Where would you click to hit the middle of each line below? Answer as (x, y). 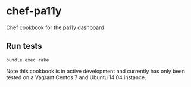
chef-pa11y (34, 11)
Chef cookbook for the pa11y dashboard (55, 27)
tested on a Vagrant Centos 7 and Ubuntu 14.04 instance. (76, 77)
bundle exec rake (28, 60)
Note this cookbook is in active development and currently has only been (96, 71)
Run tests (24, 46)
